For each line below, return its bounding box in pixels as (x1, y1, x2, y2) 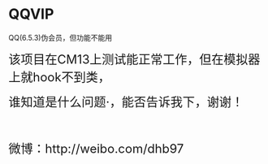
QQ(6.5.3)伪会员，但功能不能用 (8, 32, 112, 42)
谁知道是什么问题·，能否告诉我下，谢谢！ (8, 94, 244, 110)
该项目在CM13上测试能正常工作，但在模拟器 (8, 51, 261, 67)
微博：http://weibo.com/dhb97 (8, 140, 184, 157)
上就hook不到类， (8, 69, 111, 85)
